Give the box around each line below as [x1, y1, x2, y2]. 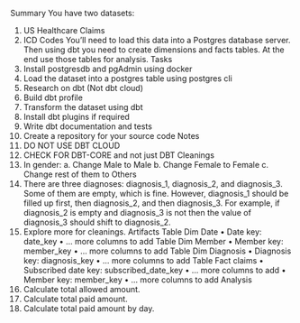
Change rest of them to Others [23, 169, 138, 180]
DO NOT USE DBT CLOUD [23, 140, 121, 151]
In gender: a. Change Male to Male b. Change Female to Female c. [23, 160, 269, 170]
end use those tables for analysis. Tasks [23, 54, 173, 64]
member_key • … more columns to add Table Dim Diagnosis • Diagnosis [23, 245, 292, 256]
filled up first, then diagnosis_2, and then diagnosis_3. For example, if [23, 198, 280, 208]
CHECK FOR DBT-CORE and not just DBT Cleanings [23, 150, 215, 161]
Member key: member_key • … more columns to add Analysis [23, 274, 253, 285]
